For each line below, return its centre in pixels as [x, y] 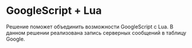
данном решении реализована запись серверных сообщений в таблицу [96, 32]
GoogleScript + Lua [54, 11]
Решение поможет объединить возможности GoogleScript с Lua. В [90, 27]
